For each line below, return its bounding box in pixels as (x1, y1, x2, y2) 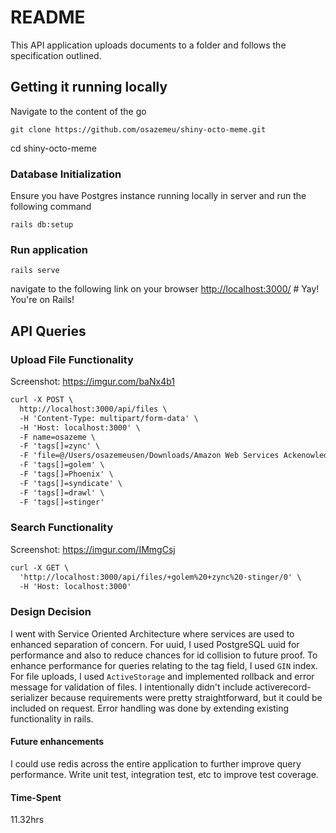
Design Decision (10, 605, 92, 619)
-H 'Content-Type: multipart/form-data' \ (19, 413, 199, 423)
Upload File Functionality (10, 352, 134, 366)
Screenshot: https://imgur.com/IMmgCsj (10, 543, 176, 555)
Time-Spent (10, 791, 62, 803)
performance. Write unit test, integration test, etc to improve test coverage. (10, 768, 319, 780)
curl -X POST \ (10, 395, 74, 405)
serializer (10, 691, 48, 703)
